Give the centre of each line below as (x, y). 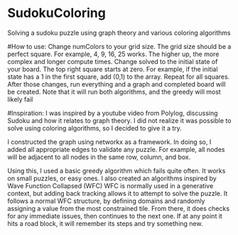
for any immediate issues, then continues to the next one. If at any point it (115, 216)
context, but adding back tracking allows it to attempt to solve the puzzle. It (118, 193)
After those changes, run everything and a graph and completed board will (117, 84)
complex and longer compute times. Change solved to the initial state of (113, 61)
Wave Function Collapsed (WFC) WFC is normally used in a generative (110, 185)
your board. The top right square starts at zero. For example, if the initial (113, 69)
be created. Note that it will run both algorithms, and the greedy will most (114, 92)
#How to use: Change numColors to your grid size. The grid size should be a (119, 46)
